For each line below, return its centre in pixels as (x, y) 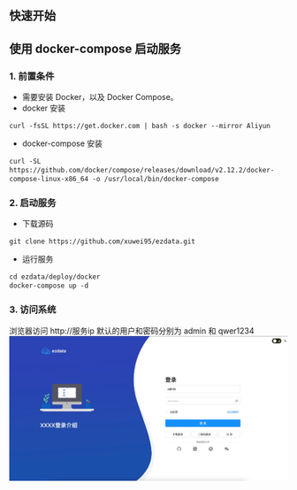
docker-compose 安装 (62, 143)
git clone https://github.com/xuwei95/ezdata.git (103, 241)
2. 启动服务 (33, 203)
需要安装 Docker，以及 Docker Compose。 (100, 97)
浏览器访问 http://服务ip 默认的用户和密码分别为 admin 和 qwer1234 (132, 331)
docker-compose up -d (49, 286)
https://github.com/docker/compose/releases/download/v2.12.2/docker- (142, 171)
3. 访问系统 (33, 310)
